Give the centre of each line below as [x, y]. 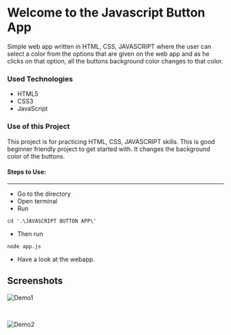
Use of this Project [38, 127]
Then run [30, 234]
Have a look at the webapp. [56, 259]
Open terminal [37, 201]
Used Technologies [40, 79]
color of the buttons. [36, 156]
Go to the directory [44, 194]
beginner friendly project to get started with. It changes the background [109, 149]
